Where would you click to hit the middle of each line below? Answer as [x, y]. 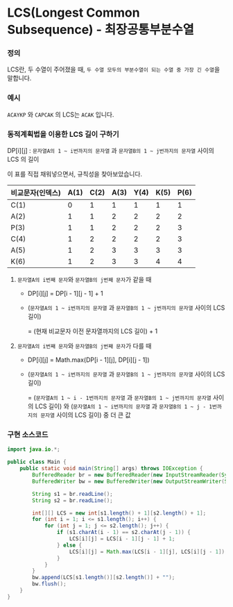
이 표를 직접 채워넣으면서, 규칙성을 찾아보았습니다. [75, 174]
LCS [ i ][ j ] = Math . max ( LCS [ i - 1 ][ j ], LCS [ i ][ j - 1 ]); [148, 551]
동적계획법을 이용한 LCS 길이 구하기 [63, 134]
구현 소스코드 [28, 434]
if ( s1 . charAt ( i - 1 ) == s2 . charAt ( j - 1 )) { [123, 533]
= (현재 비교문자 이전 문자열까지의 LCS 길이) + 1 [93, 331]
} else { [69, 545]
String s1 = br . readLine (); [72, 494]
